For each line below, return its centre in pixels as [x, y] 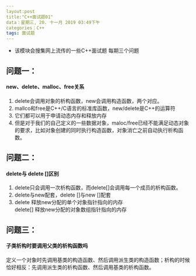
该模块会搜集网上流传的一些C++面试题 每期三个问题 [77, 51]
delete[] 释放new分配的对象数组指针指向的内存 [71, 210]
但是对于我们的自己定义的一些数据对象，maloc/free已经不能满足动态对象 [102, 123]
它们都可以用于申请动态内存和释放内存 [60, 115]
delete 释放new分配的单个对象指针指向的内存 [69, 202]
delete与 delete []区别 [33, 174]
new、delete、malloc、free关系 [45, 87]
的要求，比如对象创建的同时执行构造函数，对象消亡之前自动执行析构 [96, 130]
